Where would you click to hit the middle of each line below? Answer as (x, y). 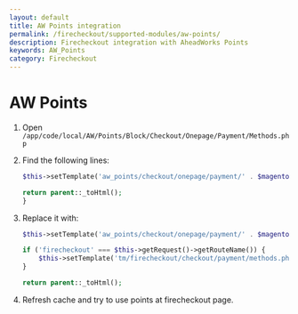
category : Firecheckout (53, 59)
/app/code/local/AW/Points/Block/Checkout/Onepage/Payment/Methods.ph (156, 136)
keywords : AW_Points (48, 51)
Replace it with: (50, 218)
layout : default (39, 17)
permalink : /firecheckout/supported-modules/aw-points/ (115, 34)
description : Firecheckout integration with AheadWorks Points (129, 42)
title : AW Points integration (65, 26)
